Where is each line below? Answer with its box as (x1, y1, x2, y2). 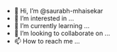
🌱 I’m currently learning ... (13, 22, 90, 30)
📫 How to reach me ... (13, 37, 80, 45)
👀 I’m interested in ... (13, 14, 74, 22)
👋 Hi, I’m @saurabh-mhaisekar (13, 7, 104, 15)
